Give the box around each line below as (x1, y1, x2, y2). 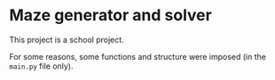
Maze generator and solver (9, 5, 213, 25)
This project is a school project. (9, 34, 124, 45)
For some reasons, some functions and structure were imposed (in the (9, 51, 266, 62)
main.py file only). (9, 61, 74, 71)
